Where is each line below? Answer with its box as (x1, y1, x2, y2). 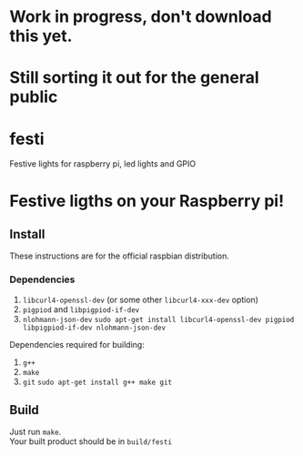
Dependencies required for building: (9, 339, 146, 350)
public (9, 86, 58, 107)
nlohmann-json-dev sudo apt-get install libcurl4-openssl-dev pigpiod (22, 315, 295, 324)
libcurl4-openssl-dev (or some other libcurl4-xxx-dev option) (22, 294, 259, 305)
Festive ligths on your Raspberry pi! (9, 190, 285, 211)
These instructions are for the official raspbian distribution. (9, 250, 229, 261)
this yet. (9, 25, 73, 46)
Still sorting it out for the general (9, 67, 259, 88)
